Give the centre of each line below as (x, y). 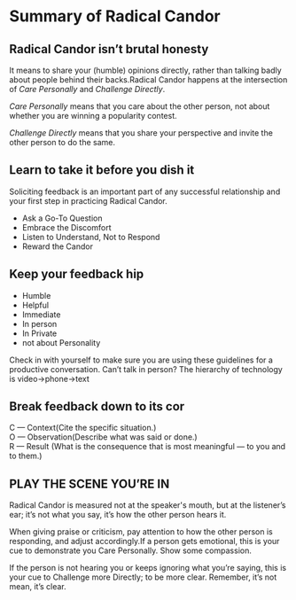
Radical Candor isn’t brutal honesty (109, 49)
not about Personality (61, 342)
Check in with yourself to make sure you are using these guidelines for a (141, 360)
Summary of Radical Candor (115, 16)
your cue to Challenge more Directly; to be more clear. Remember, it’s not (143, 577)
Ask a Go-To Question (62, 218)
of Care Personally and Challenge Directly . (87, 89)
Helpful (35, 305)
